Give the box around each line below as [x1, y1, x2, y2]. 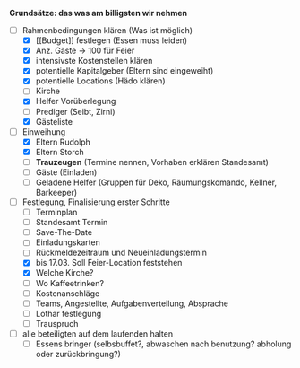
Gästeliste [35, 116, 73, 127]
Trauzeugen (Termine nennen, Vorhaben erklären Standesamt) [35, 156, 269, 167]
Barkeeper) [35, 188, 78, 197]
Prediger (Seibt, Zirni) [35, 106, 116, 117]
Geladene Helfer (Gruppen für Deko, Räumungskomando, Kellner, [35, 177, 278, 188]
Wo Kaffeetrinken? [35, 277, 105, 288]
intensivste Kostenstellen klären [35, 56, 153, 66]
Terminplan [35, 206, 78, 218]
